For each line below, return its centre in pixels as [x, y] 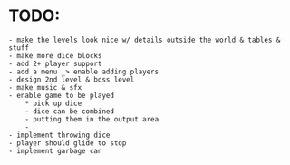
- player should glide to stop [68, 143]
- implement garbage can [55, 150]
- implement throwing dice [59, 135]
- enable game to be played [62, 95]
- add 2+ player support [55, 63]
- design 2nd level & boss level [72, 79]
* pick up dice [53, 103]
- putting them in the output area [92, 119]
